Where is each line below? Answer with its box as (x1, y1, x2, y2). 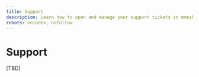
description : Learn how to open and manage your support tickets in (6, 14, 179, 20)
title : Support (6, 8, 44, 15)
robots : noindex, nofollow (6, 20, 73, 25)
